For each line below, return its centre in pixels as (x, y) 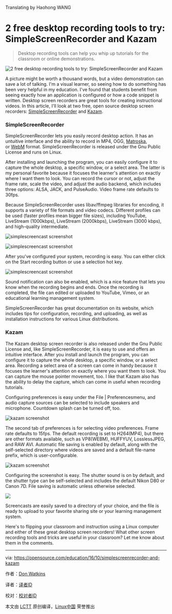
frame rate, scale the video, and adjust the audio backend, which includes (83, 184)
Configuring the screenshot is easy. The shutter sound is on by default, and (85, 475)
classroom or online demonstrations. (57, 59)
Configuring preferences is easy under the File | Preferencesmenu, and (80, 397)
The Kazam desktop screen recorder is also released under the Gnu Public (84, 343)
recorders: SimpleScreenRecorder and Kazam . (54, 111)
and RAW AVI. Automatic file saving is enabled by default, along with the (81, 444)
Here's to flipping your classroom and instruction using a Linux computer (82, 526)
